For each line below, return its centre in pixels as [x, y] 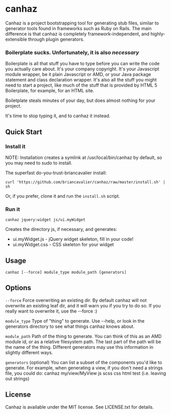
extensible [16, 39]
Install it [15, 146]
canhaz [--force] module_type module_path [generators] [66, 273]
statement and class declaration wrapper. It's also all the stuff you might [81, 80]
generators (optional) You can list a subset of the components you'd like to [84, 362]
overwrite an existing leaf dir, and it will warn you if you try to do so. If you [83, 305]
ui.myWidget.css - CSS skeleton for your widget [63, 245]
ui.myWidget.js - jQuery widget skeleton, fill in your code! [73, 239]
